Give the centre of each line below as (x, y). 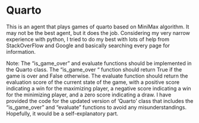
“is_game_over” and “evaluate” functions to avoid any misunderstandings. (97, 107)
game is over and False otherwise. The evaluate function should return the (97, 76)
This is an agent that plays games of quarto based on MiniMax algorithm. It (98, 27)
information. (21, 51)
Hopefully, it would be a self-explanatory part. (62, 114)
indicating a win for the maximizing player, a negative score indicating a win (99, 88)
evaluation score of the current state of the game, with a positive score (93, 82)
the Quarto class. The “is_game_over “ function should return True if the (94, 69)
